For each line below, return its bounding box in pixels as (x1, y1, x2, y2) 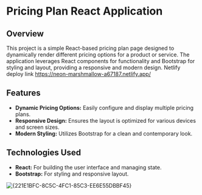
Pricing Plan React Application (6, 4, 163, 18)
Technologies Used (6, 148, 81, 158)
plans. (15, 111, 31, 118)
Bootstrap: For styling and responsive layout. (15, 170, 129, 177)
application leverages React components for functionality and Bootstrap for (6, 58, 195, 64)
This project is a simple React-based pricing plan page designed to (6, 44, 175, 52)
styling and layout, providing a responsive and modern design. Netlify (6, 64, 181, 71)
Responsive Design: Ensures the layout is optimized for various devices (15, 117, 197, 124)
